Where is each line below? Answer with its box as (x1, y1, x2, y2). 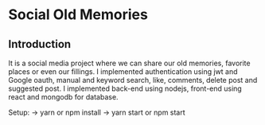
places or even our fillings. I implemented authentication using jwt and (8, 67, 238, 76)
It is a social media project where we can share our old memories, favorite (8, 58, 251, 68)
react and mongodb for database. (8, 92, 119, 101)
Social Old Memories (8, 6, 149, 24)
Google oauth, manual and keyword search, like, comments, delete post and (8, 76, 258, 84)
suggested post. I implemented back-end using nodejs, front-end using (8, 84, 243, 93)
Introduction (8, 37, 72, 51)
